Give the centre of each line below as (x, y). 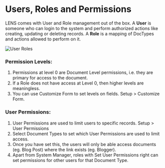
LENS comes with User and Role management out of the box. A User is (78, 23)
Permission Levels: (29, 61)
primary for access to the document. (50, 78)
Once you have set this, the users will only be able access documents (84, 144)
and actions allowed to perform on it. (43, 39)
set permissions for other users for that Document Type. (70, 160)
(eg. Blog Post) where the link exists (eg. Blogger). (64, 149)
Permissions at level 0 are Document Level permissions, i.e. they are (83, 72)
